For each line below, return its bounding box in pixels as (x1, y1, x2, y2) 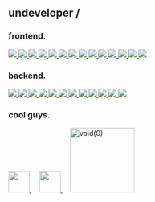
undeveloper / (8, 6, 80, 20)
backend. (8, 70, 47, 81)
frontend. (8, 31, 47, 42)
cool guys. (8, 109, 51, 120)
